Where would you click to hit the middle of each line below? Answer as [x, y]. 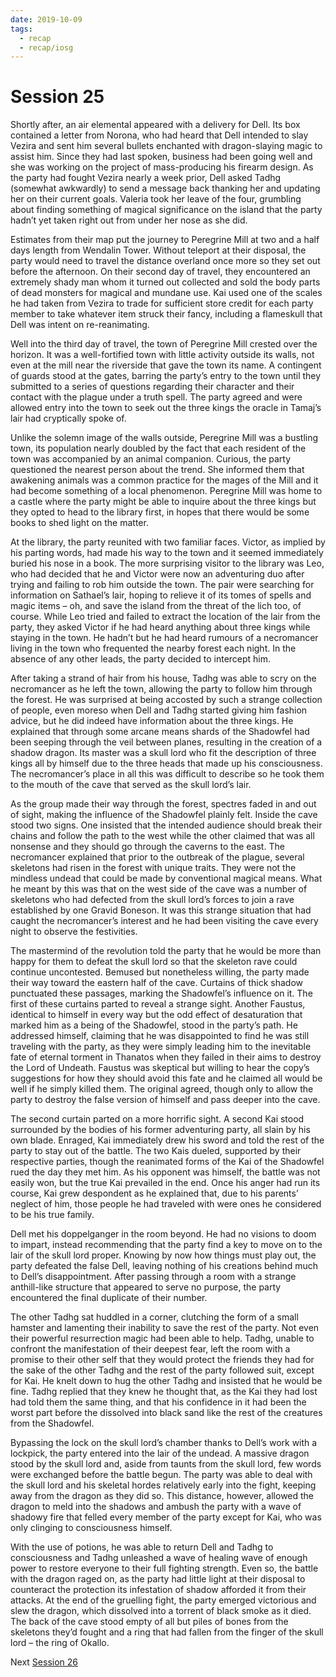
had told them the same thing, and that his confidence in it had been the [158, 1402]
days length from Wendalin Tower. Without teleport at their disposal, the [158, 250]
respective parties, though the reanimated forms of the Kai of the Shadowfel [167, 1162]
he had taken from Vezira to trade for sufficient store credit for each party [162, 303]
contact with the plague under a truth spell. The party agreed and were [156, 397]
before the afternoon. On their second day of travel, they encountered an [160, 272]
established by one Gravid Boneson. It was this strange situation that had [161, 910]
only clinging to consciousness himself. [91, 1528]
